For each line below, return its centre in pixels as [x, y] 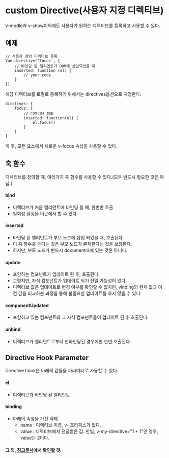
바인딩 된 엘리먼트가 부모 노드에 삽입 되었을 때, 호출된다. [68, 237]
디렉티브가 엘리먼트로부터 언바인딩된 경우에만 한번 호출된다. [72, 341]
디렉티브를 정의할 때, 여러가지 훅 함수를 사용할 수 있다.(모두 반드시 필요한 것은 [82, 177]
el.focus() [44, 122]
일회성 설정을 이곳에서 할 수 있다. [45, 213]
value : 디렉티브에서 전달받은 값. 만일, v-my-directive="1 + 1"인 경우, [89, 431]
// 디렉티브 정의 [39, 113]
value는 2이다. [35, 438]
